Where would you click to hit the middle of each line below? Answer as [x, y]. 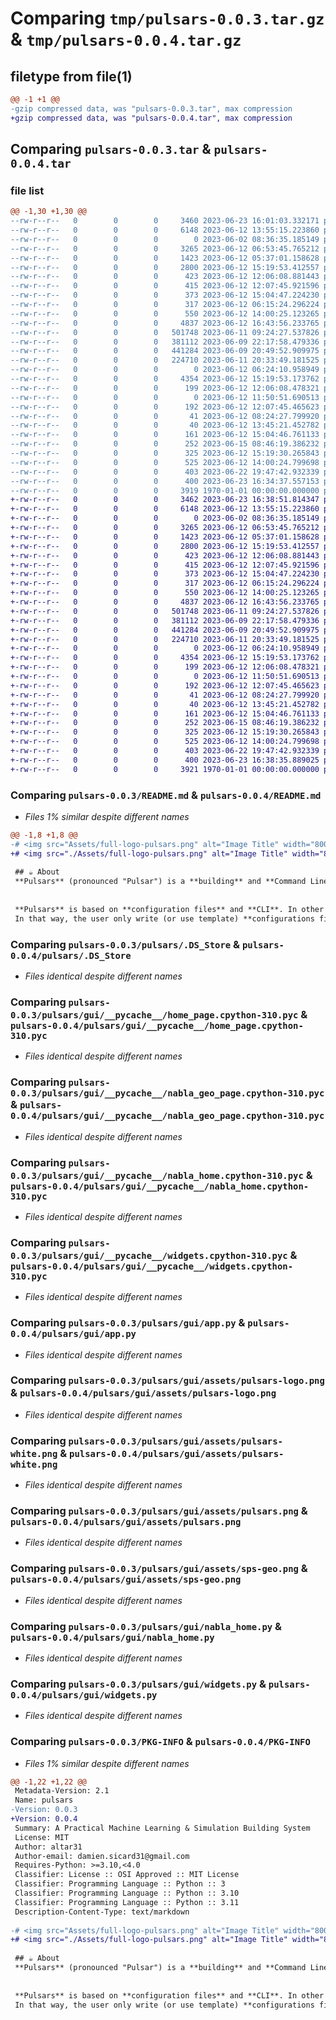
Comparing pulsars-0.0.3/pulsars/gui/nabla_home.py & [146, 1626]
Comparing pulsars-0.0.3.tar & [111, 149]
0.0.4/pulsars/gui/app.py [73, 1334]
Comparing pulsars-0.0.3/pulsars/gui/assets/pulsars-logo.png [167, 1380]
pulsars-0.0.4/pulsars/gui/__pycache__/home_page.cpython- [157, 1025]
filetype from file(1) [71, 76]
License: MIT [42, 1837]
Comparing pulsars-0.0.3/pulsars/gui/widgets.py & [138, 1684]
